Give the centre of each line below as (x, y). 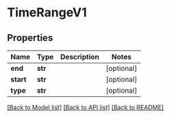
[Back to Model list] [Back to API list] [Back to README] (85, 107)
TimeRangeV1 (47, 13)
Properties (30, 38)
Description (80, 57)
